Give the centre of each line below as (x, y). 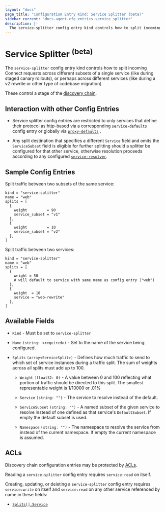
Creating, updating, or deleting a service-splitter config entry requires (78, 484)
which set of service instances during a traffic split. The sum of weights (85, 363)
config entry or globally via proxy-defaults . (57, 131)
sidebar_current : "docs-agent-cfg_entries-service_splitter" (69, 19)
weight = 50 (26, 276)
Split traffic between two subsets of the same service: (60, 184)
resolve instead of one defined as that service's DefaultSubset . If (85, 412)
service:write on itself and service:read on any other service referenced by (82, 489)
